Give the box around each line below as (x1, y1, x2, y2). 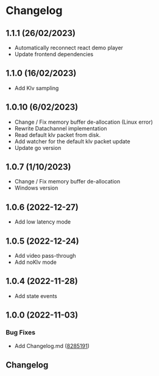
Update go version (14, 144, 62, 151)
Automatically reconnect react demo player (14, 44, 123, 51)
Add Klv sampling (14, 84, 59, 91)
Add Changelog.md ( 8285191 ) (14, 342, 90, 349)
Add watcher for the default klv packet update (14, 138, 130, 145)
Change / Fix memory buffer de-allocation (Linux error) (14, 118, 154, 126)
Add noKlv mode (14, 258, 57, 266)
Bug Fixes (5, 328, 36, 337)
